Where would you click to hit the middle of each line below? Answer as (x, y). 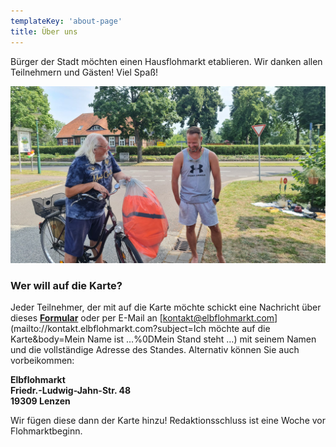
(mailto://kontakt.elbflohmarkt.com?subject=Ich (108, 329)
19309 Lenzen (40, 401)
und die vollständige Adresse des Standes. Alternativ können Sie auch (155, 350)
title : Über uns (44, 31)
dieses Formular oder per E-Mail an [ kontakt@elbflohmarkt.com (142, 318)
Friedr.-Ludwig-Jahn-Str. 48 (71, 391)
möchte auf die (239, 329)
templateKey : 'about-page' (66, 21)
